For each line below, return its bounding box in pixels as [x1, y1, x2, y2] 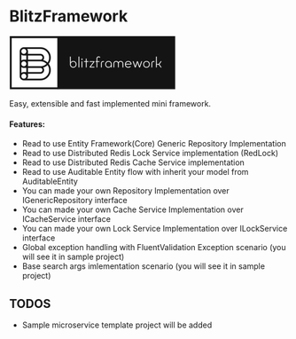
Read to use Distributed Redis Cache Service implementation [21, 157, 245, 168]
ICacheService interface [21, 214, 111, 225]
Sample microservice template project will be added [21, 319, 213, 330]
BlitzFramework [9, 6, 129, 27]
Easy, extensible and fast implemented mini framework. [9, 98, 211, 108]
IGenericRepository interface [21, 195, 128, 206]
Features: [9, 118, 46, 130]
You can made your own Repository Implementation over [21, 185, 230, 196]
